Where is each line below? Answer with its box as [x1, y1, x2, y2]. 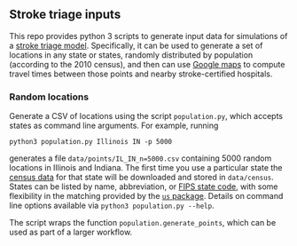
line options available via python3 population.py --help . [9, 200, 215, 211]
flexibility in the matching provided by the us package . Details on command [9, 191, 284, 202]
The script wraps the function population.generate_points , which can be [9, 218, 277, 228]
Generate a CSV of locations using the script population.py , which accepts [9, 111, 284, 122]
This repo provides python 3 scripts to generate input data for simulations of [9, 30, 288, 41]
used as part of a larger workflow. [9, 226, 133, 238]
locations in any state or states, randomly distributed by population [9, 49, 254, 60]
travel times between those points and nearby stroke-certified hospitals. [9, 68, 273, 79]
